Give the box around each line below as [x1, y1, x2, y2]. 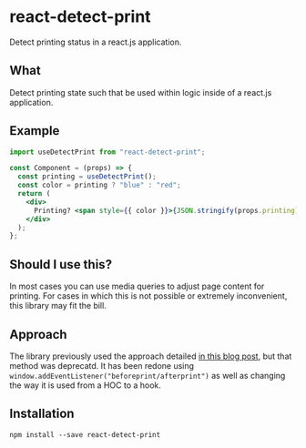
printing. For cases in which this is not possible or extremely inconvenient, [9, 290, 288, 301]
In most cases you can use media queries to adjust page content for [9, 280, 265, 292]
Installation [9, 406, 75, 422]
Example [9, 123, 60, 138]
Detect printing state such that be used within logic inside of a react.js [9, 87, 272, 97]
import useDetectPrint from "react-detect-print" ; [9, 148, 206, 157]
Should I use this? [9, 257, 112, 272]
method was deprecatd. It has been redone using [9, 360, 194, 371]
